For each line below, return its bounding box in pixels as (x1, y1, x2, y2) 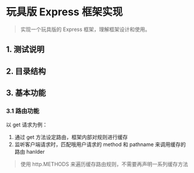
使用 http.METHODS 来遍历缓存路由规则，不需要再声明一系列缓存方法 (20, 161, 189, 168)
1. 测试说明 (6, 44, 45, 54)
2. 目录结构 (6, 66, 46, 76)
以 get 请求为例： (6, 121, 48, 129)
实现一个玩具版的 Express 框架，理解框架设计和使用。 (20, 26, 151, 33)
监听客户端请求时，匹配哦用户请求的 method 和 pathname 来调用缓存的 (14, 141, 186, 148)
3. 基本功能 (6, 88, 46, 98)
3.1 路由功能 (6, 107, 40, 115)
